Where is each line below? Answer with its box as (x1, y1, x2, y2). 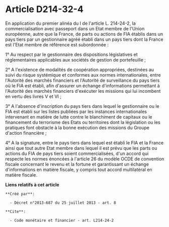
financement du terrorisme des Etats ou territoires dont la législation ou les (5, 119, 160, 125)
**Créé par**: (5, 191, 35, 196)
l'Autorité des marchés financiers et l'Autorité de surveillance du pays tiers (5, 77, 160, 83)
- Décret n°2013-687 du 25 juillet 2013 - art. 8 (10, 200, 116, 205)
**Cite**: (5, 209, 26, 214)
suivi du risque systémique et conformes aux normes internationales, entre (5, 72, 161, 78)
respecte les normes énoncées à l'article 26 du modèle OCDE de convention (5, 155, 164, 162)
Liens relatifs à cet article (5, 182, 60, 188)
